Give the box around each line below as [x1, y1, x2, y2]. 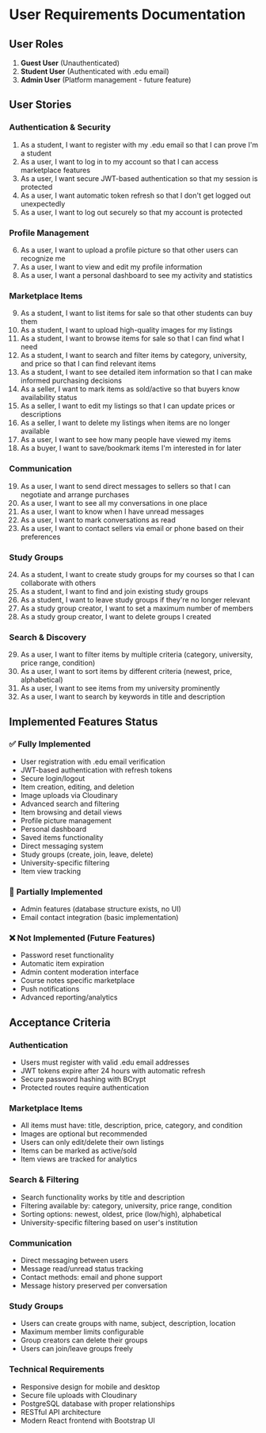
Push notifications [20, 984, 80, 994]
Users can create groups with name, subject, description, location [20, 1319, 236, 1328]
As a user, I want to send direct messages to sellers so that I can [20, 481, 231, 491]
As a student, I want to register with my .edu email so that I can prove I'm [20, 140, 259, 149]
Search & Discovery [9, 631, 86, 642]
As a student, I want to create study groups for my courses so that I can [20, 569, 255, 579]
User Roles [9, 37, 64, 51]
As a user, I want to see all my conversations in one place [20, 498, 208, 507]
